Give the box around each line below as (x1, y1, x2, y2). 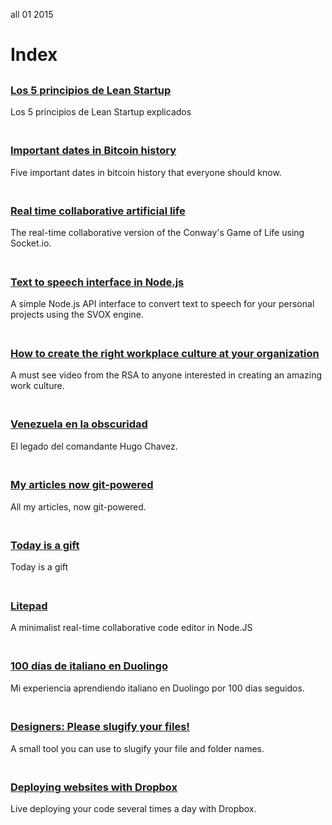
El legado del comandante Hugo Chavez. (10, 440, 178, 452)
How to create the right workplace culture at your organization (10, 346, 320, 360)
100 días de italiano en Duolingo (10, 659, 168, 673)
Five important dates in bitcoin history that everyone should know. (10, 166, 282, 178)
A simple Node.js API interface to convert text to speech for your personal (10, 298, 315, 310)
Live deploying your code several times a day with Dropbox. (10, 803, 257, 815)
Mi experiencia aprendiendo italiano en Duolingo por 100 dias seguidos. (10, 682, 305, 694)
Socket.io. (10, 237, 52, 249)
